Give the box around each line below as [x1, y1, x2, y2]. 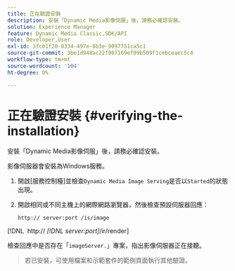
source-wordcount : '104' [7, 62, 80, 70]
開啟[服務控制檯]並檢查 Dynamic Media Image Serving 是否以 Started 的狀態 [17, 177, 229, 185]
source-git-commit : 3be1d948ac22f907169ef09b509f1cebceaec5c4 [7, 50, 193, 57]
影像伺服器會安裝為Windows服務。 [7, 162, 109, 171]
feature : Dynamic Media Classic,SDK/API [7, 29, 128, 37]
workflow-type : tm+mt [7, 56, 71, 63]
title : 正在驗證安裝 [7, 10, 61, 18]
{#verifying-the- [84, 107, 184, 124]
